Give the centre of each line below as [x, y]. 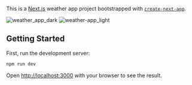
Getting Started [36, 39]
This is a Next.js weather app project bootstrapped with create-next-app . [96, 9]
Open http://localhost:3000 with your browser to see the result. [84, 75]
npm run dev [21, 64]
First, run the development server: [48, 53]
